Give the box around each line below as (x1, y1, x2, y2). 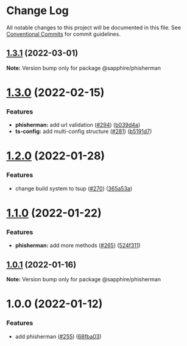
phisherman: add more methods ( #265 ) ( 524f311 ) (15, 242, 141, 249)
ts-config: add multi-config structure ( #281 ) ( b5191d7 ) (15, 128, 152, 135)
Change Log (6, 4, 69, 18)
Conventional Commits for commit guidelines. (6, 30, 121, 37)
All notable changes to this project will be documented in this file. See (6, 24, 182, 31)
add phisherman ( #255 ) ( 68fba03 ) (15, 333, 102, 340)
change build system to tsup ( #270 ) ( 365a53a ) (15, 184, 133, 192)
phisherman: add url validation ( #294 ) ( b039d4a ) (15, 121, 141, 129)
